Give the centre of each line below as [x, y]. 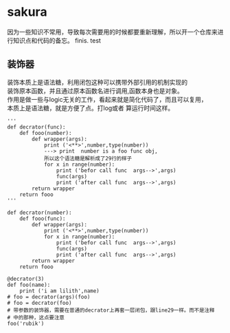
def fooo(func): [43, 218]
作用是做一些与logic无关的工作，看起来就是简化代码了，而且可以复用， [107, 99]
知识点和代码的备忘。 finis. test [57, 40]
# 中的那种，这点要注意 [36, 317]
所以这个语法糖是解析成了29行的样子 [88, 158]
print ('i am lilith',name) [59, 291]
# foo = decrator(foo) [39, 303]
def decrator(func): [37, 127]
